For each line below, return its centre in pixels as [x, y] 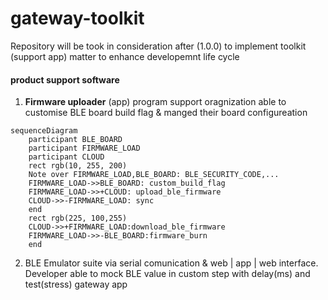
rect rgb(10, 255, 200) [78, 166]
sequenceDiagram [44, 131]
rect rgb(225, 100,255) [78, 218]
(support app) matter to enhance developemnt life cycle [125, 56]
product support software [65, 79]
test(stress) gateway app [76, 284]
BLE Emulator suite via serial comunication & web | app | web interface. [171, 263]
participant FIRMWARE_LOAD [84, 148]
